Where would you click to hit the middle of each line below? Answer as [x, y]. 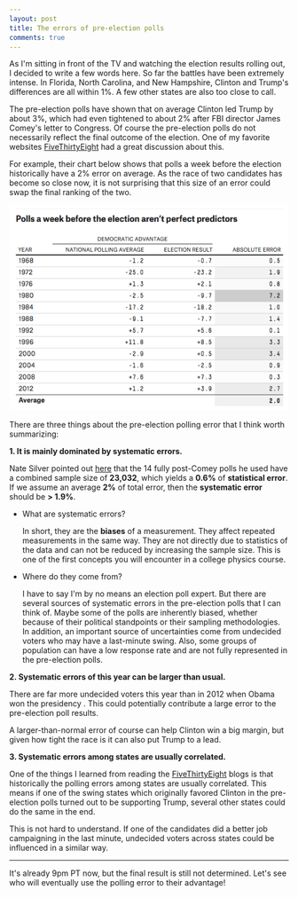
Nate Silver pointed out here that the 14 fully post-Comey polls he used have [149, 468]
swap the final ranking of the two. [71, 193]
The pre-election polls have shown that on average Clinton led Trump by [141, 109]
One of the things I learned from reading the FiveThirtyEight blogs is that [141, 774]
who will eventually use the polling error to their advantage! [118, 883]
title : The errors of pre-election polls [87, 28]
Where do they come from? [72, 577]
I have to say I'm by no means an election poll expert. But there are [144, 594]
